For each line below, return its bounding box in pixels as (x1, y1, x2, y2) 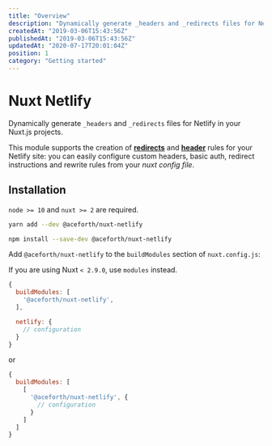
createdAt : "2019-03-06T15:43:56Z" (8, 27, 129, 35)
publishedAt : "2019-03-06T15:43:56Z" (8, 34, 136, 43)
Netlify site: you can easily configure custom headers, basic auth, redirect (8, 151, 255, 161)
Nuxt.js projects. (8, 127, 63, 137)
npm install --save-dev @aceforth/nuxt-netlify (8, 235, 172, 243)
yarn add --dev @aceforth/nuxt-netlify (8, 220, 143, 229)
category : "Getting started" (8, 57, 107, 65)
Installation (8, 183, 66, 197)
